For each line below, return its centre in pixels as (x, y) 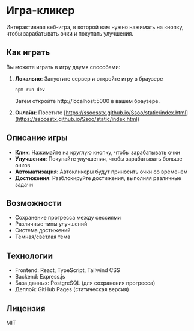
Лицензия (26, 308)
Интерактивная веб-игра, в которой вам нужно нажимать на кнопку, (95, 27)
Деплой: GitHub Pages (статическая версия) (72, 289)
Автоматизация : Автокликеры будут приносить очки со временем (101, 172)
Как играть (28, 53)
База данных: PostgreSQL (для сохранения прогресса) (85, 283)
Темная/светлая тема (43, 237)
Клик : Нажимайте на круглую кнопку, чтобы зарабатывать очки (98, 152)
